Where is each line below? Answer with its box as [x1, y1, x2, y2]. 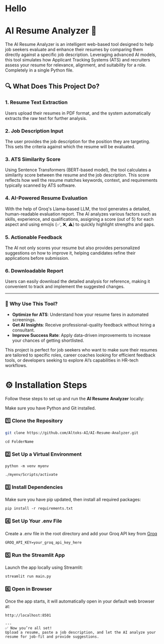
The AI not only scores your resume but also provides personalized [5, 245, 140, 251]
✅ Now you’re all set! [5, 626, 52, 631]
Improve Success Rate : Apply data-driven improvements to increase [12, 332, 151, 338]
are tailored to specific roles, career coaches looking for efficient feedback [5, 352, 156, 358]
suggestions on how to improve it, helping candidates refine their [5, 250, 136, 256]
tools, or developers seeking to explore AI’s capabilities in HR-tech [5, 357, 139, 363]
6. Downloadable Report [5, 267, 63, 274]
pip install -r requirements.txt [5, 506, 73, 511]
